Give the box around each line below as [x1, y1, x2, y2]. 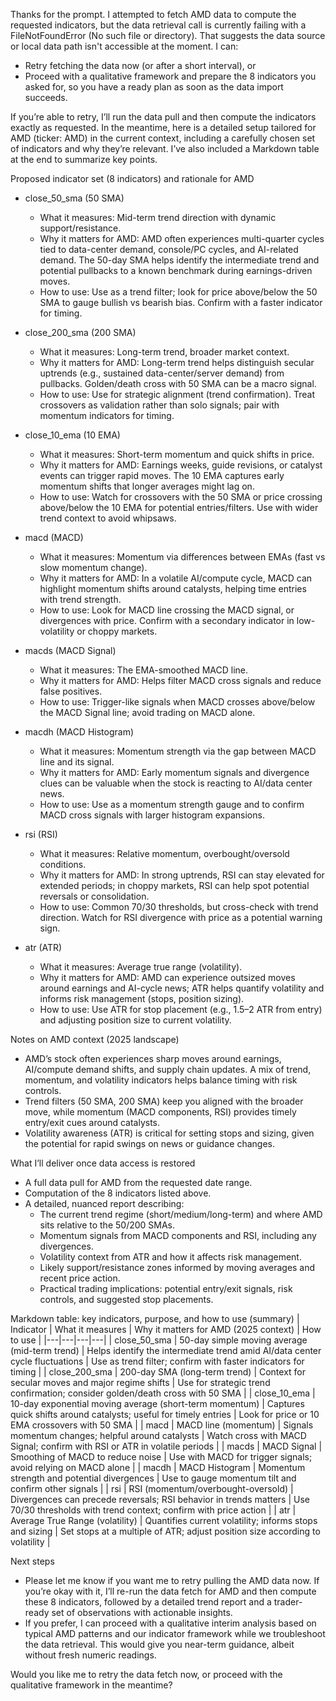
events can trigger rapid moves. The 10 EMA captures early [39, 470, 285, 481]
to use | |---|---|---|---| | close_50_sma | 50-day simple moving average [10, 1334, 308, 1346]
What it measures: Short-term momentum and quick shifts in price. [39, 449, 315, 460]
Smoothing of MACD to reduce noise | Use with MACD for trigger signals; [10, 1451, 313, 1463]
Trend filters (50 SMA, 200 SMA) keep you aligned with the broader [24, 1095, 304, 1107]
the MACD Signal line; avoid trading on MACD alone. [39, 707, 256, 718]
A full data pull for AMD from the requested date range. [24, 1177, 253, 1188]
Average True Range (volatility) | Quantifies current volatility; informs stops [10, 1515, 318, 1526]
